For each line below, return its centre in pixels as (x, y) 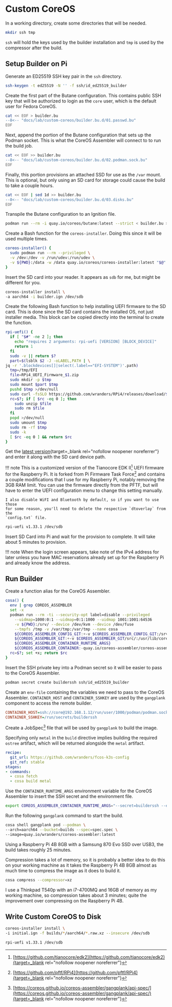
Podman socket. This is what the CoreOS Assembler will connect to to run (83, 140)
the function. (19, 323)
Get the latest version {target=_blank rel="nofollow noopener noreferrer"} (82, 451)
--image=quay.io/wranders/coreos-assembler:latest (60, 834)
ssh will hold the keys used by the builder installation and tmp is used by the (84, 42)
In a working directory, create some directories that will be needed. (76, 23)
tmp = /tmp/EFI (24, 370)
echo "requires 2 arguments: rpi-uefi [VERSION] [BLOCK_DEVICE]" (86, 342)
